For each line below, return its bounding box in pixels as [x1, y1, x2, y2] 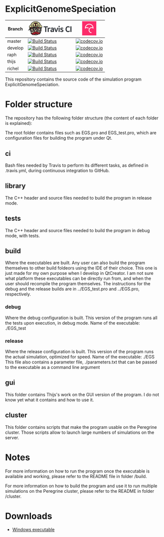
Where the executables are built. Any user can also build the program [5, 260, 146, 266]
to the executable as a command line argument [5, 364, 100, 370]
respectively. [5, 291, 31, 297]
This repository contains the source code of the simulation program [5, 76, 142, 82]
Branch [8, 26, 23, 32]
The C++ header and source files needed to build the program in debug [5, 227, 150, 233]
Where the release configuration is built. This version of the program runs [5, 348, 154, 355]
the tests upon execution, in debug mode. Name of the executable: [5, 320, 140, 326]
